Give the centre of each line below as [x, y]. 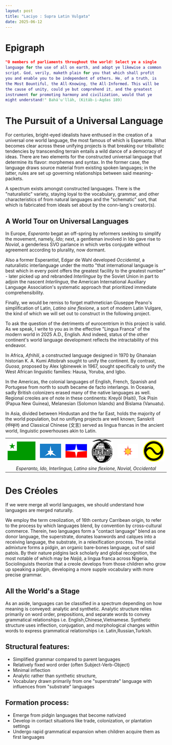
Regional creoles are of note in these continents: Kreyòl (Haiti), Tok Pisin [81, 398]
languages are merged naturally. [39, 510]
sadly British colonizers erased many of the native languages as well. [78, 393]
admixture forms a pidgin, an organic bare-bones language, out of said [80, 548]
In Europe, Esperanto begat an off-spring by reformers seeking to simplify [83, 233]
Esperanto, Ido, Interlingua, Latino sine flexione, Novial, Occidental [86, 468]
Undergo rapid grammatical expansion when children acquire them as [86, 731]
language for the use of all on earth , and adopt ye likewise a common [83, 68]
